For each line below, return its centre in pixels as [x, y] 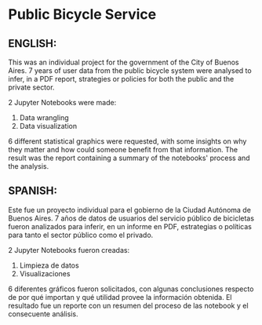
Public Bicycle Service [82, 15]
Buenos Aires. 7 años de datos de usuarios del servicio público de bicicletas [131, 218]
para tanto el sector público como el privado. [81, 235]
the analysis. [29, 166]
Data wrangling [44, 118]
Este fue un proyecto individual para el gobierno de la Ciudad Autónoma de [129, 210]
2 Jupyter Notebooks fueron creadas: [69, 250]
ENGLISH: [33, 44]
